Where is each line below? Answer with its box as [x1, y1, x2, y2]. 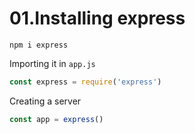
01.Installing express [9, 7, 186, 30]
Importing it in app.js [9, 57, 96, 69]
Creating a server [9, 95, 82, 107]
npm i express [9, 40, 69, 50]
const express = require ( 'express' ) [9, 77, 162, 87]
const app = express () [9, 114, 104, 124]
